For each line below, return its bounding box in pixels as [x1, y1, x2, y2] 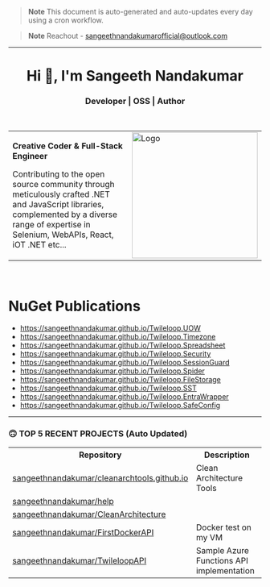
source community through [12, 179, 115, 190]
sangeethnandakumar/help [12, 495, 114, 506]
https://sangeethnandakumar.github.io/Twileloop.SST [19, 383, 197, 393]
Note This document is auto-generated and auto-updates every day [27, 7, 253, 16]
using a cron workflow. [27, 15, 104, 25]
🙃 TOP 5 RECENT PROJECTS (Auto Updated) [8, 428, 188, 439]
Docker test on [195, 522, 252, 533]
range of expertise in [12, 219, 91, 231]
